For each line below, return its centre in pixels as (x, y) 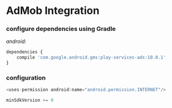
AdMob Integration (53, 11)
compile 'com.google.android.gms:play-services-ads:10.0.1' (91, 57)
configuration (26, 78)
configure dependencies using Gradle (61, 29)
